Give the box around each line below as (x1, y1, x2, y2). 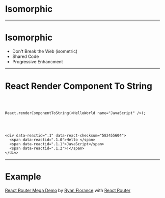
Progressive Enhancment (12, 58, 63, 64)
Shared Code (12, 53, 39, 59)
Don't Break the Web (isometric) (12, 48, 78, 54)
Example (5, 171, 41, 182)
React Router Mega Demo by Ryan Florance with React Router (5, 187, 131, 193)
